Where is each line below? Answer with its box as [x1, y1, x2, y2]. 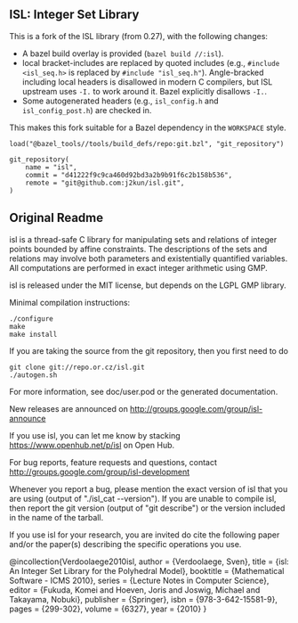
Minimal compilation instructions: [9, 297, 131, 307]
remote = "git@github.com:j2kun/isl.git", [25, 178, 185, 187]
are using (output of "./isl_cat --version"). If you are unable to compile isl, [9, 493, 278, 504]
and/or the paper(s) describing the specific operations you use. [9, 538, 242, 549]
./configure [9, 314, 53, 324]
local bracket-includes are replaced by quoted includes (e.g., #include [21, 57, 280, 68]
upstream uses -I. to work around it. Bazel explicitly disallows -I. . [21, 86, 267, 96]
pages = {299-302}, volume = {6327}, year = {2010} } [9, 603, 207, 614]
